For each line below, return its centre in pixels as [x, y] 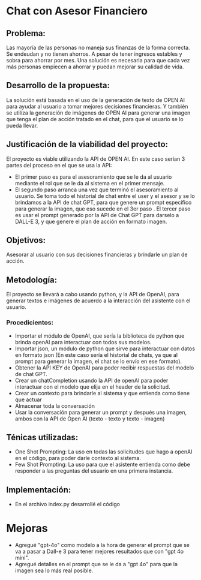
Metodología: [32, 280]
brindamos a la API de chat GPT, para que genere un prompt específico [103, 202]
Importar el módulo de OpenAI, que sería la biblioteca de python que [100, 336]
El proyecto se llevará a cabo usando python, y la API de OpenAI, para [93, 294]
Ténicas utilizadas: [42, 437]
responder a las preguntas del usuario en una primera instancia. [94, 471]
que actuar [28, 399]
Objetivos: [26, 240]
